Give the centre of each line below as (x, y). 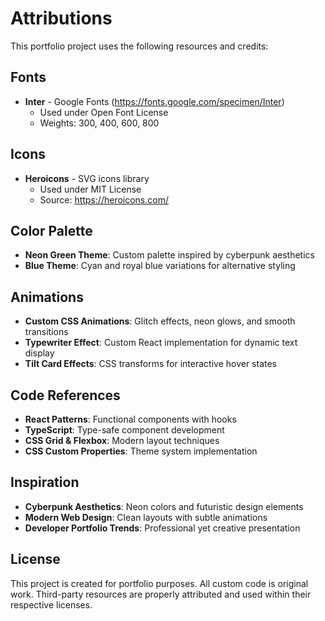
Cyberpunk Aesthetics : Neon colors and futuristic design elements (164, 506)
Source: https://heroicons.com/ (104, 199)
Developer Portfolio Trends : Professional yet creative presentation (162, 528)
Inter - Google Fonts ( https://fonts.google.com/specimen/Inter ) (154, 101)
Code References (65, 395)
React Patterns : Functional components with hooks (130, 419)
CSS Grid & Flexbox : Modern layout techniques (122, 440)
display (39, 353)
